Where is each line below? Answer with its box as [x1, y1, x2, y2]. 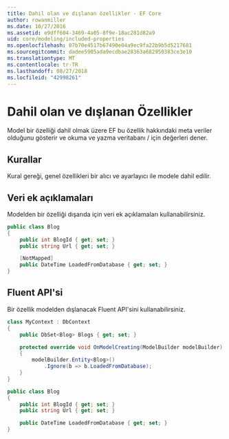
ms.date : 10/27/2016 [7, 23, 67, 30]
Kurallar [7, 153, 43, 165]
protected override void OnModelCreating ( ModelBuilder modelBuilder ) [19, 343, 223, 351]
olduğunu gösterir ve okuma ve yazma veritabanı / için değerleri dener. [7, 133, 208, 142]
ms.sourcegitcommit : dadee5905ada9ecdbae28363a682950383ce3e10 [7, 49, 193, 56]
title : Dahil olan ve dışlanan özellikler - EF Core [7, 10, 162, 17]
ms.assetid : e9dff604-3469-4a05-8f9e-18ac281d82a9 [7, 29, 155, 36]
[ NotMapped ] [19, 255, 54, 262]
